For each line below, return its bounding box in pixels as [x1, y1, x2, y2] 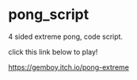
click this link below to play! [8, 47, 98, 56]
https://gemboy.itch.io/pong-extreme [8, 62, 129, 72]
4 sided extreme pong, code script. [8, 32, 124, 41]
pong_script [8, 6, 89, 24]
